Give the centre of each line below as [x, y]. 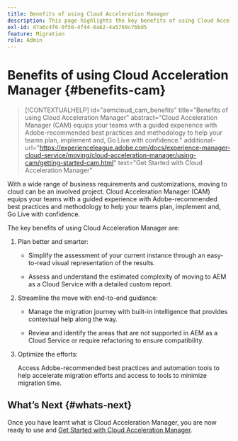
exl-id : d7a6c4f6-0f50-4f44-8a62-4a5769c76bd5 [77, 27]
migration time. [40, 383]
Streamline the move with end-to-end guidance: [87, 298]
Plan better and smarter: [53, 242]
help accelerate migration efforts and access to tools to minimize [112, 376]
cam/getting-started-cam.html [69, 163]
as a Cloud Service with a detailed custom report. [100, 284]
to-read [39, 263]
